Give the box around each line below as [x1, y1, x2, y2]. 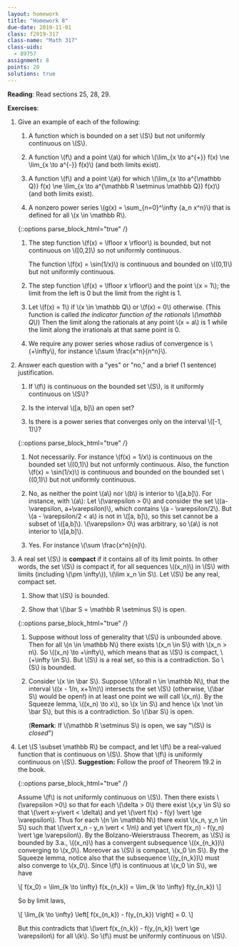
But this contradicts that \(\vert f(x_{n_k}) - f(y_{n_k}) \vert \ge [17, 923, 200, 932]
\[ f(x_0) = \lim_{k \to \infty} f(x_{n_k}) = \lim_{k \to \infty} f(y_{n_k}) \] [17, 882, 221, 891]
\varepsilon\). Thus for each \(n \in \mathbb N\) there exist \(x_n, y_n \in [17, 815, 228, 824]
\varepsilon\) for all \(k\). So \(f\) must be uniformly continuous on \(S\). [17, 931, 227, 940]
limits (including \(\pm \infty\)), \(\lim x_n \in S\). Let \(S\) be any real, [17, 569, 220, 578]
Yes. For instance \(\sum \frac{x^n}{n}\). [28, 540, 148, 550]
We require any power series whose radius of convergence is [28, 339, 209, 348]
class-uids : [7, 44, 43, 51]
